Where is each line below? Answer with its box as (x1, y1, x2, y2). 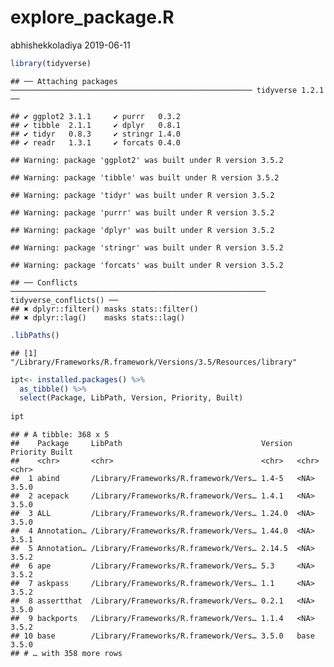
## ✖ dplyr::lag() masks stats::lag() (10, 312, 186, 323)
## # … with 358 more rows (10, 649, 123, 659)
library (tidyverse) (10, 58, 92, 68)
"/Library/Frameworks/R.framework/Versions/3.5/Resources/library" (10, 357, 298, 367)
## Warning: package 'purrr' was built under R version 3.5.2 (10, 207, 275, 218)
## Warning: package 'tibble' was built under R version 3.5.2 (10, 172, 280, 183)
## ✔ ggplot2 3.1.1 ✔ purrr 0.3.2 (10, 111, 182, 121)
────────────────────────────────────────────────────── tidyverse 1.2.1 (10, 85, 325, 95)
